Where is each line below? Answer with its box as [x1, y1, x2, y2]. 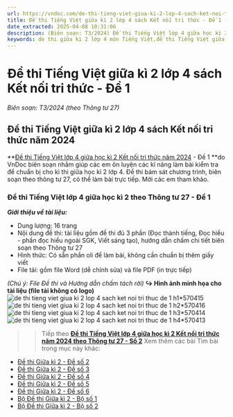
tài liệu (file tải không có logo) [7, 287, 95, 295]
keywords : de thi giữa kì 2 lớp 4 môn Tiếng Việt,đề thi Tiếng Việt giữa [7, 36, 225, 43]
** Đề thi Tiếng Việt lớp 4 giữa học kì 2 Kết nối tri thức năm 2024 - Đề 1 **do [7, 153, 225, 161]
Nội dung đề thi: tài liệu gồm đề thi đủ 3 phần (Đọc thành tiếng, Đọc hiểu [17, 229, 225, 237]
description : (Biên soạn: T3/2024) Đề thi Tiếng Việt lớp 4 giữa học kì [7, 29, 222, 37]
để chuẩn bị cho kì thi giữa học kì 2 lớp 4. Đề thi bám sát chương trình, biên [7, 167, 222, 176]
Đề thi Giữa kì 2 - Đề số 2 [17, 358, 90, 366]
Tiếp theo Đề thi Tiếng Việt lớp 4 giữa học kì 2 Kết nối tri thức [41, 330, 220, 338]
